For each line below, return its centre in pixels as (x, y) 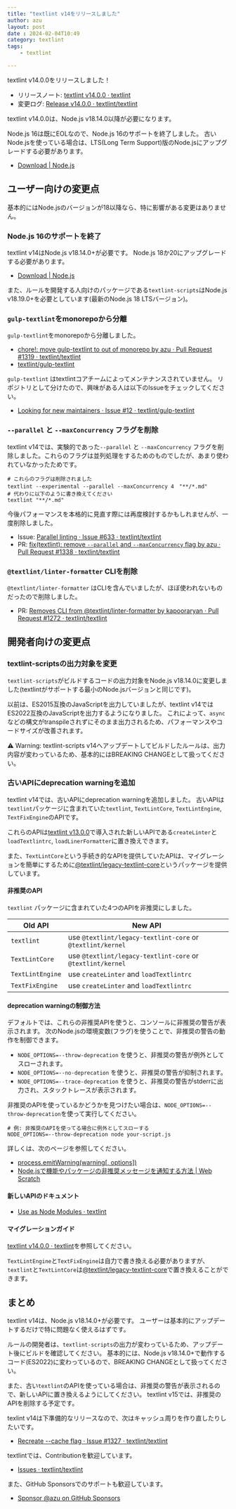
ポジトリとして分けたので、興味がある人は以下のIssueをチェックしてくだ (113, 388)
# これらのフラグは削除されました (50, 479)
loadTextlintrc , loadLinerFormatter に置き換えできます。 (90, 841)
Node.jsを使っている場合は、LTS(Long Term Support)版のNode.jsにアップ (114, 142)
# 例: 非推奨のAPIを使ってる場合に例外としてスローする (78, 1129)
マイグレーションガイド (41, 1229)
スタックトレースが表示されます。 (91, 1090)
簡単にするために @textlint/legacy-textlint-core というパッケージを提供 (126, 864)
